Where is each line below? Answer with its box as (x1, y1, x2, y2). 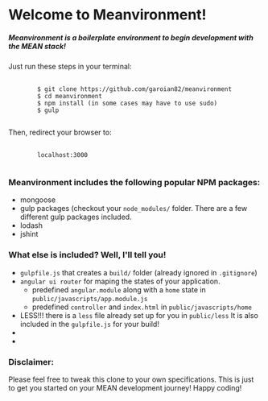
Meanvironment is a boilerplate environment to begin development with (8, 32, 254, 42)
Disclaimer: (8, 356, 55, 367)
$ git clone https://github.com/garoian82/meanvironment (37, 85, 232, 93)
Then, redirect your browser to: (8, 127, 112, 138)
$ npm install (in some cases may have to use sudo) (37, 99, 218, 108)
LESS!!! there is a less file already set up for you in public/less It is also (19, 310, 259, 320)
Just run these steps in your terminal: (8, 62, 132, 72)
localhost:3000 (37, 151, 89, 159)
